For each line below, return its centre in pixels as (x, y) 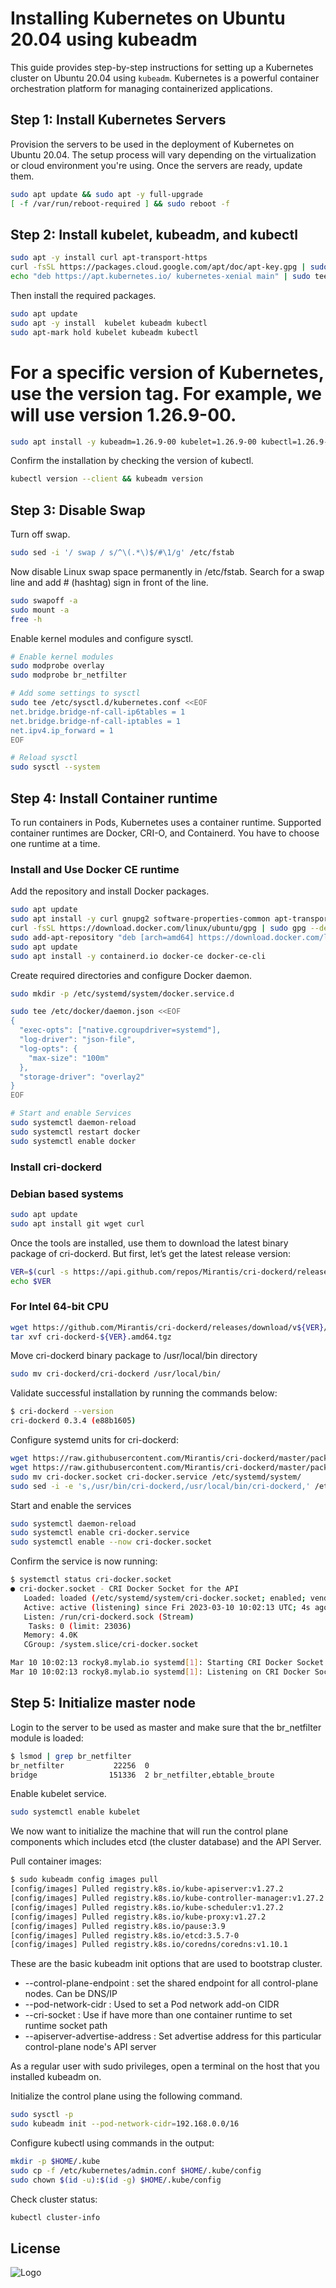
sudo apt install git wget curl (77, 1223)
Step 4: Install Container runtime (114, 798)
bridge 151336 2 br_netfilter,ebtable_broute (142, 1775)
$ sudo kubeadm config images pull (84, 1880)
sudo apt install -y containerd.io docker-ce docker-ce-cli (138, 956)
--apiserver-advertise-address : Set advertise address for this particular (173, 2036)
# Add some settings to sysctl (75, 693)
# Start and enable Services (71, 1113)
